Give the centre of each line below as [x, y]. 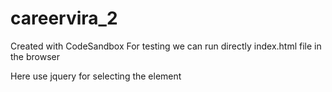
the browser [35, 56]
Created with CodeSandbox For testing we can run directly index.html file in [166, 46]
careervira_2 [64, 18]
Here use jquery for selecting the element [96, 76]
